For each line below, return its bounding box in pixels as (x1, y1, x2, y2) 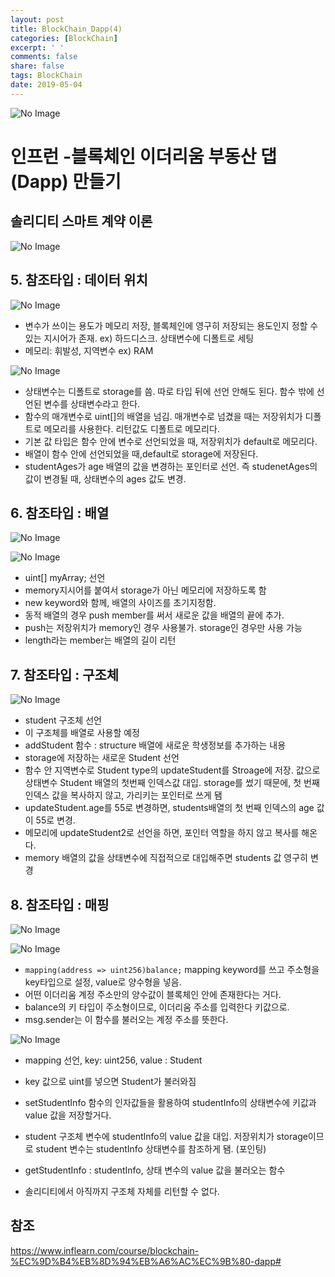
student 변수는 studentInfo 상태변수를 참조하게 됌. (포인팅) (35, 1143, 267, 1155)
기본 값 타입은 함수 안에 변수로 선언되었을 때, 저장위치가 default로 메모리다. (24, 435, 318, 447)
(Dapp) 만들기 (10, 170, 122, 193)
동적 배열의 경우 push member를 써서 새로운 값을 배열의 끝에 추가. (24, 609, 285, 621)
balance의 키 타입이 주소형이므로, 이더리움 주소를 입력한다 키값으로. (24, 1001, 290, 1013)
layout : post (10, 14, 65, 25)
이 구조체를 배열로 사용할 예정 (24, 727, 140, 739)
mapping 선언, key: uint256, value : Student (24, 1054, 203, 1066)
